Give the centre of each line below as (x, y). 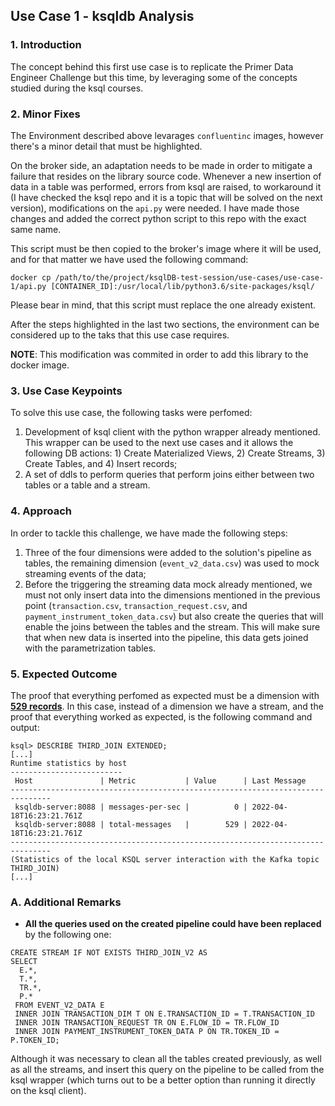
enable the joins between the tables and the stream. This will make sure (172, 626)
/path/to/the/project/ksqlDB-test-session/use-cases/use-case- (189, 277)
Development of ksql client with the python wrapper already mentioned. (172, 432)
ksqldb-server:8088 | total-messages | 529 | (131, 824)
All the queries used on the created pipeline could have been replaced (173, 924)
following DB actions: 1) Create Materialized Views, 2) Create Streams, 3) (175, 453)
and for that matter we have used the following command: (129, 259)
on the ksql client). (48, 1091)
